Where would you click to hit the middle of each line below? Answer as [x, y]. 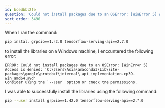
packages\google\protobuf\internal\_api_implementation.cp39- [70, 74]
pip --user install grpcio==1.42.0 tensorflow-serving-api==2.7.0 [74, 101]
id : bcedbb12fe [21, 10]
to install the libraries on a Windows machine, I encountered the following [79, 51]
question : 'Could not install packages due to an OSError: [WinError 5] [81, 14]
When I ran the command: [31, 33]
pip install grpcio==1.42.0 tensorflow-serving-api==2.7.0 [67, 42]
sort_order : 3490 [23, 19]
